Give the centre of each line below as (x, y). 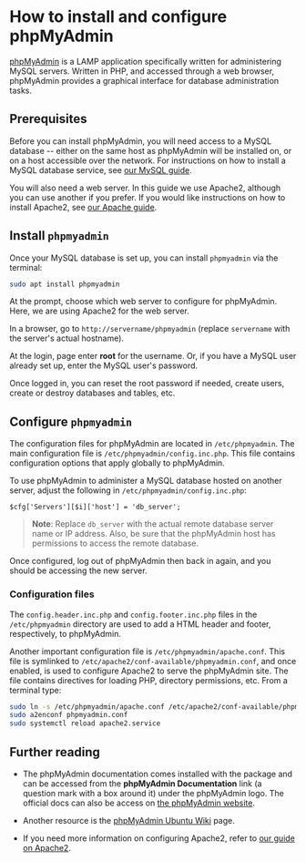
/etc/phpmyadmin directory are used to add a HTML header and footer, (140, 624)
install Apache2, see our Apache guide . (83, 207)
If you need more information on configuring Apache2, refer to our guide (159, 838)
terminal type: (36, 690)
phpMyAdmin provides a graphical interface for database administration (144, 80)
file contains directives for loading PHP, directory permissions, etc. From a (149, 680)
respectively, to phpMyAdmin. (65, 633)
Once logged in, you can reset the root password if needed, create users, (147, 384)
